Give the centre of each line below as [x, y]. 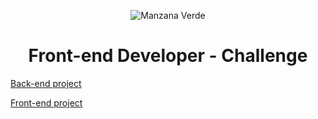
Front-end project [46, 102]
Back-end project [46, 83]
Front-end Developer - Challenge [168, 56]
